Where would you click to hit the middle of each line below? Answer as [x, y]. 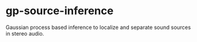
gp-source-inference [60, 11]
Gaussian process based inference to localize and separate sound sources [98, 27]
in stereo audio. [25, 33]
